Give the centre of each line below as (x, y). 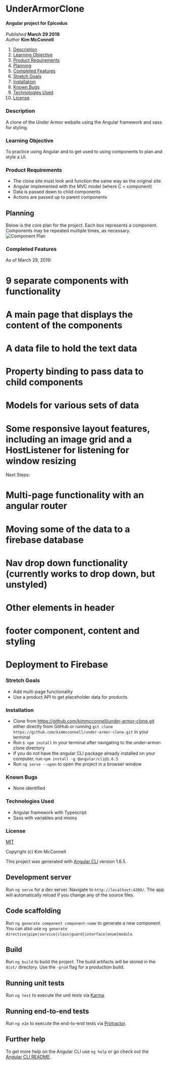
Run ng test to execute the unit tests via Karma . (55, 995)
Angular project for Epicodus (37, 23)
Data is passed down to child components (57, 192)
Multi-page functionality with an (75, 495)
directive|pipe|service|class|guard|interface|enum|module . (70, 933)
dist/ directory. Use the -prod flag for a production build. (65, 967)
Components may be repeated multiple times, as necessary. (68, 231)
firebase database (45, 540)
